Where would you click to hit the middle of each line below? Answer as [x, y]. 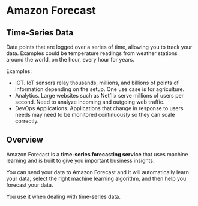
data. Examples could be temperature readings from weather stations [92, 53]
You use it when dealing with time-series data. [64, 196]
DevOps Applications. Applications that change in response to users [99, 108]
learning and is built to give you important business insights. [80, 160]
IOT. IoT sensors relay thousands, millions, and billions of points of [97, 83]
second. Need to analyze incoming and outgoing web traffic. [90, 102]
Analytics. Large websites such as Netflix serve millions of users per [99, 96]
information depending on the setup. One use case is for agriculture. [100, 89]
